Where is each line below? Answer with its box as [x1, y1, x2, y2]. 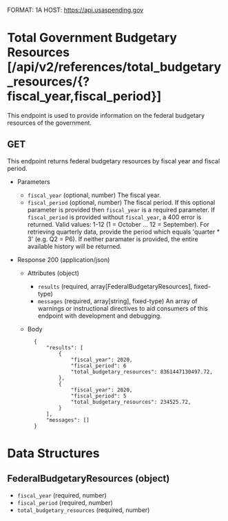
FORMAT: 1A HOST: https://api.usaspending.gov [7, 6, 144, 14]
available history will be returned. [27, 242, 122, 250]
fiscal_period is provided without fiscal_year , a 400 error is [27, 213, 202, 221]
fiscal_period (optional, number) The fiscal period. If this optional [27, 198, 216, 206]
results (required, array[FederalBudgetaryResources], [37, 282, 193, 290]
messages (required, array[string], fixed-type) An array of [37, 296, 198, 305]
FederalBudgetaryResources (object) [7, 473, 170, 484]
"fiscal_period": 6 [70, 362, 127, 369]
